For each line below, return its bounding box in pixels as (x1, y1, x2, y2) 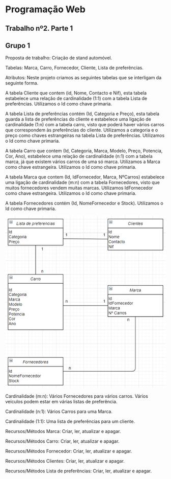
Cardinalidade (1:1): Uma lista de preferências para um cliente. (5, 418, 135, 424)
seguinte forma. (5, 80, 39, 86)
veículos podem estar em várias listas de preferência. (5, 398, 118, 404)
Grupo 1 (5, 41, 31, 50)
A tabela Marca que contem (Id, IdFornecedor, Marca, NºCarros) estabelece (5, 174, 164, 180)
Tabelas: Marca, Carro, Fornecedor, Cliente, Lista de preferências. (5, 65, 144, 71)
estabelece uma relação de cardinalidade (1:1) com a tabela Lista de (5, 96, 148, 102)
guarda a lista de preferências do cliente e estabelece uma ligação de (5, 116, 151, 122)
